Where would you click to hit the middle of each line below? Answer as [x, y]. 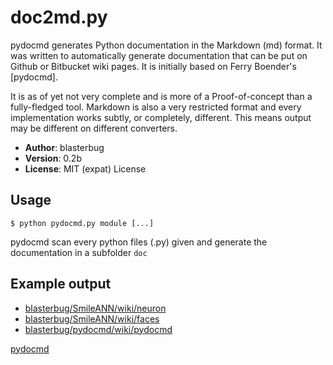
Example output [61, 284]
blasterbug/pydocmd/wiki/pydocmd [98, 329]
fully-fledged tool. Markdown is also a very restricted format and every [156, 107]
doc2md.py [59, 17]
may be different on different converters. [94, 128]
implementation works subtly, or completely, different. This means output [161, 117]
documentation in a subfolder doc [79, 252]
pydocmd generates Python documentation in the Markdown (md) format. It [166, 45]
